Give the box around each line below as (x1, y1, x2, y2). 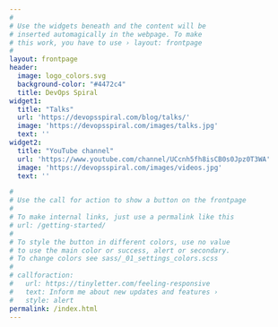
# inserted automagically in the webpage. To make (9, 30, 203, 39)
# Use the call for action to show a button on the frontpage (9, 196, 247, 205)
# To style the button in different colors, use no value (9, 237, 230, 246)
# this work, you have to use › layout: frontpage (9, 38, 203, 47)
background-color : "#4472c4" (17, 80, 126, 89)
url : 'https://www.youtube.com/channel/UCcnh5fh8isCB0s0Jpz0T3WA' (17, 154, 271, 164)
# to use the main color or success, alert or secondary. (9, 245, 230, 255)
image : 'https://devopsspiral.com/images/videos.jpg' (17, 163, 222, 172)
